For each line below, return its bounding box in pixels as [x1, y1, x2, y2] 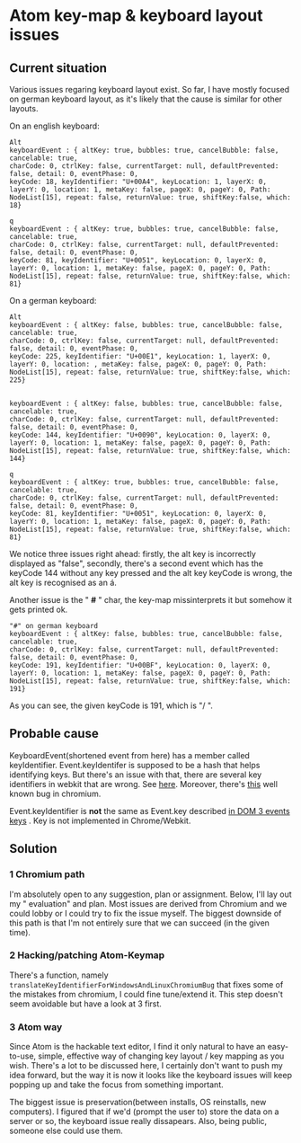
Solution [9, 841, 58, 856]
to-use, [9, 1050, 37, 1061]
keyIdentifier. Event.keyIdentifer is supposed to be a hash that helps [9, 759, 261, 770]
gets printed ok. [9, 604, 68, 615]
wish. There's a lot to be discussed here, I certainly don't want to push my [9, 1060, 283, 1071]
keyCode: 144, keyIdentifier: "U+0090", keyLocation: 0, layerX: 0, [9, 430, 271, 439]
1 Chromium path [9, 868, 85, 881]
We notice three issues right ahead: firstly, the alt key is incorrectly [9, 549, 256, 559]
